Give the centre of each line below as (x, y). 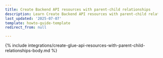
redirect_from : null (26, 28)
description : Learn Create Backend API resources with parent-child (76, 14)
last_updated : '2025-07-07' (33, 18)
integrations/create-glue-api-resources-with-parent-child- (87, 45)
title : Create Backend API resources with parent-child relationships (78, 9)
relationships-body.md (28, 51)
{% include (16, 45)
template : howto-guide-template (38, 23)
